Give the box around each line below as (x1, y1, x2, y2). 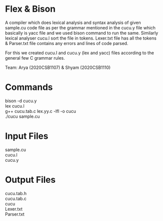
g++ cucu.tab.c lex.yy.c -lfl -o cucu (5, 108, 77, 114)
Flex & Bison (5, 3, 56, 15)
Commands (5, 82, 53, 93)
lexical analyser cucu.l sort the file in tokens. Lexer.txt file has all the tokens (5, 35, 157, 41)
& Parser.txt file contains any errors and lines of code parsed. (5, 40, 128, 46)
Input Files (5, 131, 49, 142)
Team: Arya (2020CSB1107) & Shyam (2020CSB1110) (5, 65, 111, 70)
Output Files (5, 175, 56, 185)
